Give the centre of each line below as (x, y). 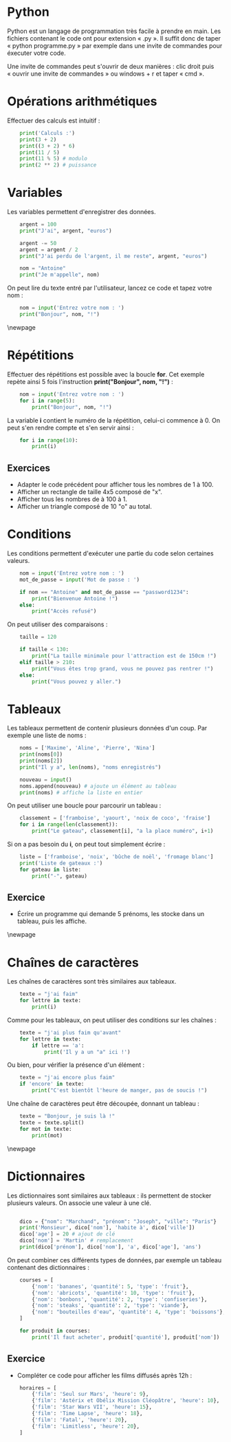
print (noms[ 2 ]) (41, 761)
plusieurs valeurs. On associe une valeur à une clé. (79, 1202)
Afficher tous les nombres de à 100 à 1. (72, 499)
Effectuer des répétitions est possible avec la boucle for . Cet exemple (106, 374)
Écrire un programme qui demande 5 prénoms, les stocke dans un (111, 914)
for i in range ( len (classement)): (69, 825)
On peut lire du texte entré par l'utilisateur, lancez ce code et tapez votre (110, 288)
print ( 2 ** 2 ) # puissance (58, 165)
